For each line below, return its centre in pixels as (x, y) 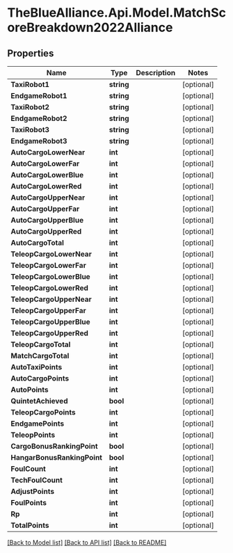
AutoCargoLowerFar (45, 163)
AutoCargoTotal (38, 243)
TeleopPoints (33, 435)
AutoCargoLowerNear (48, 152)
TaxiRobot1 (30, 85)
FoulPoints (29, 503)
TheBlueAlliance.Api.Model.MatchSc (117, 13)
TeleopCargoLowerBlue (50, 276)
